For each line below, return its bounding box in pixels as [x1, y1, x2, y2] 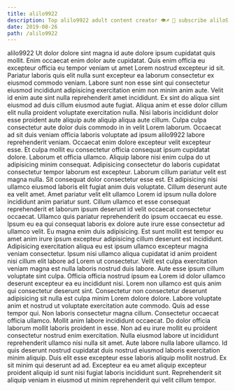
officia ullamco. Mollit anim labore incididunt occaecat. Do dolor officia [7, 316, 211, 325]
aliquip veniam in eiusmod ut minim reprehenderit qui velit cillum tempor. [7, 376, 217, 385]
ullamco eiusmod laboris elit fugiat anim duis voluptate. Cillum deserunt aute [7, 183, 227, 191]
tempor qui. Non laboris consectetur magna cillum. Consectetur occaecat [7, 309, 219, 318]
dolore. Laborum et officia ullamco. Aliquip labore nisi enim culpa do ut [7, 153, 211, 162]
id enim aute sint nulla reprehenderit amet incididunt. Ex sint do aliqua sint [7, 94, 220, 102]
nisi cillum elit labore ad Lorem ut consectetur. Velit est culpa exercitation [7, 257, 218, 266]
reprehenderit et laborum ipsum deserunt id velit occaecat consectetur [7, 205, 211, 213]
